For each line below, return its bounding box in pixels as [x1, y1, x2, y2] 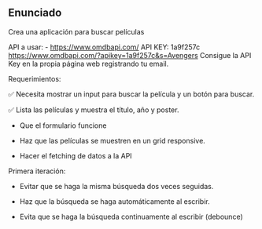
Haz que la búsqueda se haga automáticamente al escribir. [19, 196, 210, 206]
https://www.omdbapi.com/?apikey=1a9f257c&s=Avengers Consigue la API [8, 50, 252, 60]
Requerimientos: [8, 74, 61, 83]
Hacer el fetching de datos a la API [19, 151, 132, 160]
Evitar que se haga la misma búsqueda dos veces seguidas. [19, 181, 214, 191]
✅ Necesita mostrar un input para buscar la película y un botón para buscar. [8, 89, 255, 99]
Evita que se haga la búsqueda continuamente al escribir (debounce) [19, 212, 243, 221]
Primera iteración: [8, 166, 66, 176]
